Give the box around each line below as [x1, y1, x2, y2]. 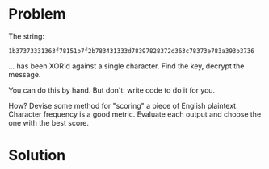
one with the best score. [8, 117, 90, 127]
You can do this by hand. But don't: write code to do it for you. [8, 85, 216, 95]
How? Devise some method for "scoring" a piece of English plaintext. [8, 101, 238, 110]
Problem [8, 5, 66, 23]
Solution [8, 146, 66, 165]
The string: [8, 31, 45, 41]
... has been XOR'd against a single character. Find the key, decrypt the [8, 61, 245, 71]
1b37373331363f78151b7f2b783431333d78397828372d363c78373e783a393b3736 [8, 47, 254, 55]
